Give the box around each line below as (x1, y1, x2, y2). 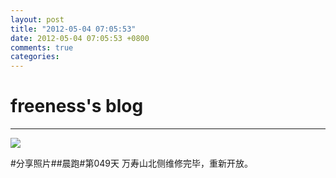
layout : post (10, 14, 65, 25)
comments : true (10, 42, 74, 53)
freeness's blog (10, 95, 144, 118)
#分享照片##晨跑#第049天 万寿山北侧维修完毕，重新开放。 (10, 157, 253, 170)
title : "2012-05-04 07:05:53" (10, 24, 137, 34)
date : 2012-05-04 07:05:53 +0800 (10, 33, 150, 43)
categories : (10, 52, 60, 62)
